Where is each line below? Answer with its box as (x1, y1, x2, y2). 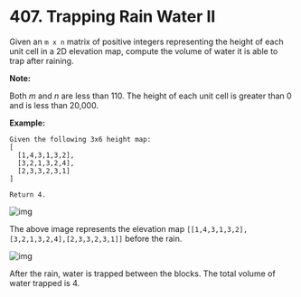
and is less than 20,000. (9, 99, 99, 110)
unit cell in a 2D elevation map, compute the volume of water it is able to (9, 45, 278, 56)
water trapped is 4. (9, 277, 80, 288)
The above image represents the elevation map (9, 223, 185, 234)
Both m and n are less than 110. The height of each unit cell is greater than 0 (9, 90, 292, 101)
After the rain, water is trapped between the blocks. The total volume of (9, 268, 276, 279)
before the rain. (125, 233, 183, 244)
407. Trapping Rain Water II (9, 6, 216, 27)
